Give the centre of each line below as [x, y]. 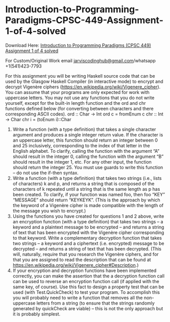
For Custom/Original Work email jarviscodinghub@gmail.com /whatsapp [80, 60]
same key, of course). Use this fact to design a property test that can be [88, 287]
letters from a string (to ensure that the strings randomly [95, 303]
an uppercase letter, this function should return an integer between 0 [85, 140]
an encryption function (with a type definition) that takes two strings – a [88, 221]
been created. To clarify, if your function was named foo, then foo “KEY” [89, 194]
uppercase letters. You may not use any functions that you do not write [80, 98]
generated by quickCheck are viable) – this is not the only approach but [88, 308]
